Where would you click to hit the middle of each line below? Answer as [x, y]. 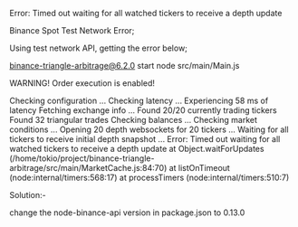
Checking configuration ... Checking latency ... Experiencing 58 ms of [139, 100]
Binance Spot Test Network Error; [72, 30]
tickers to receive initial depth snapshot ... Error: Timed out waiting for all [145, 139]
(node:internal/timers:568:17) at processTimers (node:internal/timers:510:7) [149, 177]
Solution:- [28, 195]
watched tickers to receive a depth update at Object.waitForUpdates [137, 149]
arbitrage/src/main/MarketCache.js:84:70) [88, 168]
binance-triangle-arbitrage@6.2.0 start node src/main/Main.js [125, 66]
